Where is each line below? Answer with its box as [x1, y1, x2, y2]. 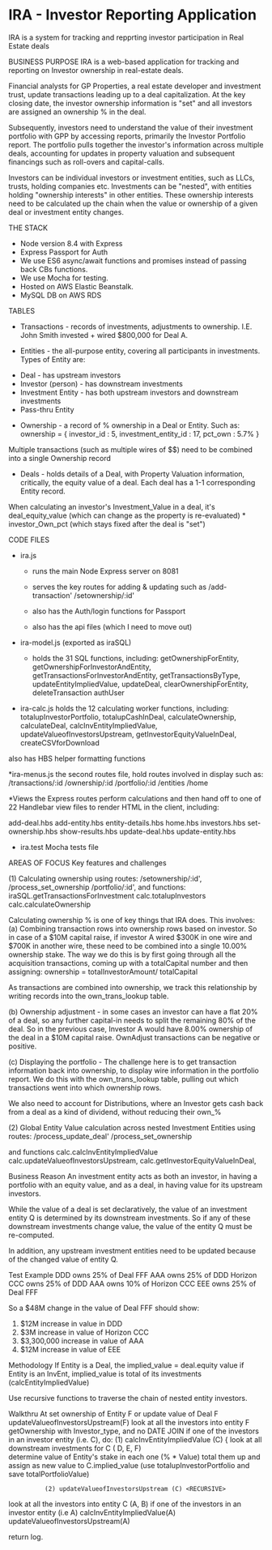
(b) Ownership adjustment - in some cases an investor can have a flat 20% [8, 1006, 258, 1016]
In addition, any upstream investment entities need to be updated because [8, 1245, 257, 1255]
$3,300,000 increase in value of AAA [19, 1335, 144, 1346]
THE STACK [8, 223, 49, 233]
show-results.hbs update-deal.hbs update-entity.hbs [59, 826, 236, 836]
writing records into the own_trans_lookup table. [8, 991, 169, 1001]
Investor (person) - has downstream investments [19, 378, 184, 388]
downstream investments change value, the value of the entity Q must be [8, 1221, 253, 1231]
